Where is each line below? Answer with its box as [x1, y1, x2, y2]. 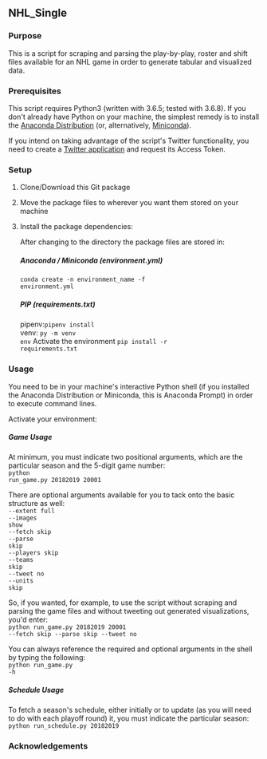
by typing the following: [8, 653, 86, 662]
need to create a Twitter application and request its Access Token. [8, 144, 226, 154]
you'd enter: [8, 615, 49, 625]
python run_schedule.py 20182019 [8, 722, 120, 730]
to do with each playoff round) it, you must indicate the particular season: [8, 714, 249, 723]
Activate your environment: [8, 414, 97, 424]
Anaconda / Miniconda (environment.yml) [19, 255, 163, 265]
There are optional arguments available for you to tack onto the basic [8, 490, 235, 500]
